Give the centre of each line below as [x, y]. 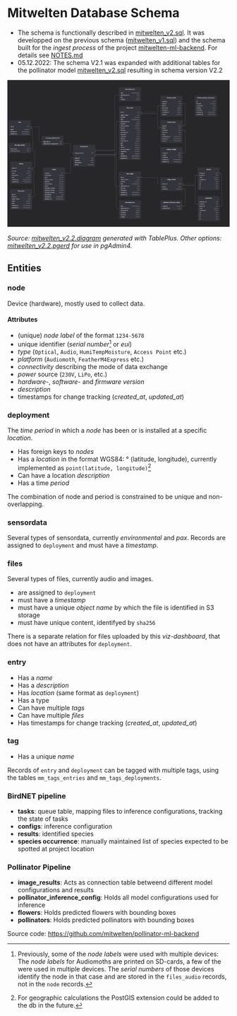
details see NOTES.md [50, 55]
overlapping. [26, 504]
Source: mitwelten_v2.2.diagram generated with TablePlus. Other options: [115, 238]
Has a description [43, 685]
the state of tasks [43, 819]
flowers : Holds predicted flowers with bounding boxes [97, 913]
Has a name [35, 677]
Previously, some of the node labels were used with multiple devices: [118, 954]
